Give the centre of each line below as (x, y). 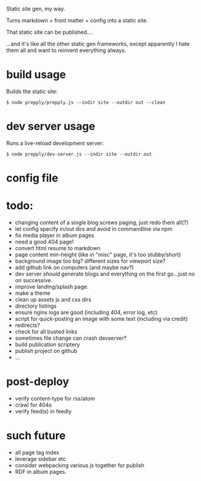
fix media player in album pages (54, 235)
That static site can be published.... (50, 32)
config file (32, 178)
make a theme (32, 293)
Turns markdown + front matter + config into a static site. (77, 20)
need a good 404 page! (44, 242)
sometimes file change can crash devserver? (71, 338)
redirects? (27, 325)
